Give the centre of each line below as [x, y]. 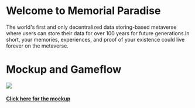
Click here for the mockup [38, 99]
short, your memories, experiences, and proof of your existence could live [95, 39]
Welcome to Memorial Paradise [83, 11]
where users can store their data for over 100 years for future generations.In [98, 33]
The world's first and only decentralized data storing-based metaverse [91, 27]
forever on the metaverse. [37, 46]
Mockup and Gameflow [64, 70]
